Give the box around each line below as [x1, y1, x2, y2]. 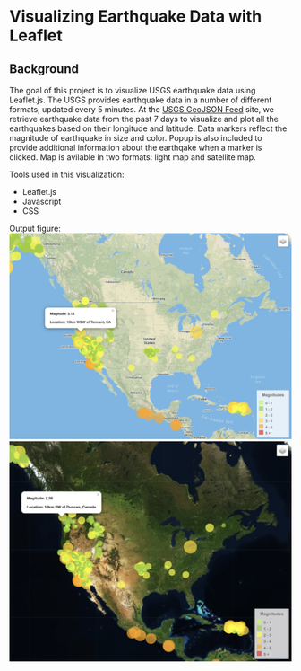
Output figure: [9, 223, 61, 234]
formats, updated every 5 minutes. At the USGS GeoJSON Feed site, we [9, 104, 275, 114]
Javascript [21, 196, 62, 207]
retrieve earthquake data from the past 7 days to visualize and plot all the [9, 114, 279, 124]
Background [9, 61, 79, 76]
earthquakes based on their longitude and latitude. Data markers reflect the [9, 123, 288, 134]
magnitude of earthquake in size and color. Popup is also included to [9, 133, 262, 143]
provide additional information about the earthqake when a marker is [9, 142, 262, 153]
